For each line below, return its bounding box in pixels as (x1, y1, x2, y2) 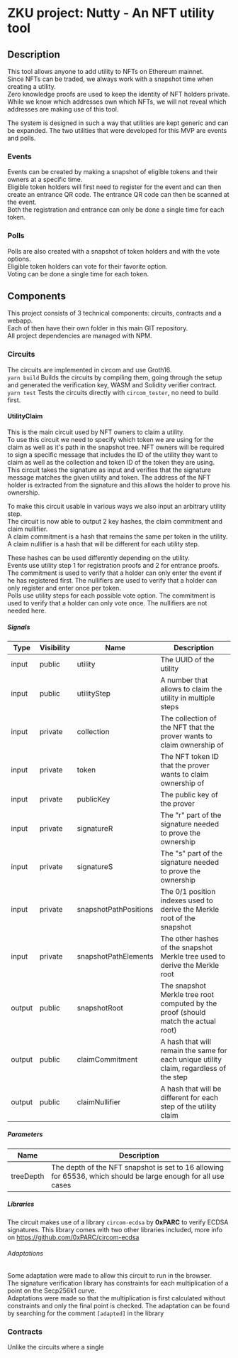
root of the (160, 913, 196, 923)
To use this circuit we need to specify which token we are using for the (7, 435, 214, 443)
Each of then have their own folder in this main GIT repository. (7, 324, 188, 333)
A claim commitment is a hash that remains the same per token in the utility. (7, 532, 228, 541)
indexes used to (160, 895, 214, 905)
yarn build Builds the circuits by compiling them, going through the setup (7, 373, 222, 382)
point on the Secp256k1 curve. (7, 1286, 97, 1295)
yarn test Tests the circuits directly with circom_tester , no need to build (7, 388, 219, 397)
